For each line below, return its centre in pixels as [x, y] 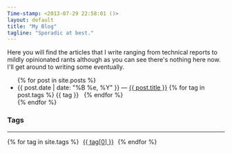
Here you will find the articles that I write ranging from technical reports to [112, 52]
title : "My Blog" [32, 26]
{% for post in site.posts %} [57, 81]
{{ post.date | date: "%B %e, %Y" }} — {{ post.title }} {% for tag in [111, 88]
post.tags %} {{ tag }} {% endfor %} [70, 95]
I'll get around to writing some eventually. [66, 67]
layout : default [30, 20]
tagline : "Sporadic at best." [51, 33]
